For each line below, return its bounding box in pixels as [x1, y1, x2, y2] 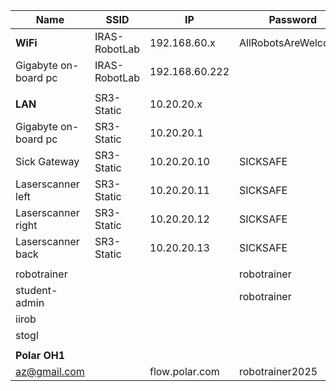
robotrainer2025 [239, 365, 318, 378]
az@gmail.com [15, 365, 85, 378]
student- [15, 284, 58, 297]
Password [268, 13, 318, 26]
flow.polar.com [149, 365, 220, 378]
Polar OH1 [15, 349, 66, 362]
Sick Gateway [15, 155, 80, 168]
